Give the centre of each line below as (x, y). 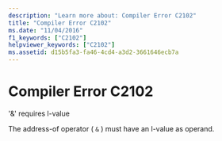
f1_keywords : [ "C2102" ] (48, 38)
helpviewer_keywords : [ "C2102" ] (61, 45)
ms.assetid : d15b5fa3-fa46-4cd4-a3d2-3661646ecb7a (94, 52)
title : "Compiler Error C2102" (60, 23)
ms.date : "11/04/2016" (46, 30)
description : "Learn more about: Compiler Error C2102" (102, 15)
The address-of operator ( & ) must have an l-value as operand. (111, 128)
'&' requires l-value (39, 113)
